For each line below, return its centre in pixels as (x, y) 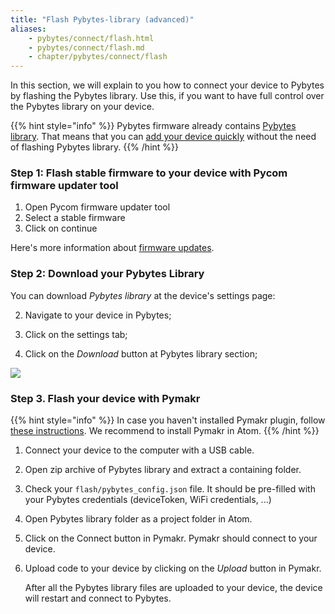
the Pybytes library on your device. (82, 107)
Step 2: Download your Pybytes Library (107, 274)
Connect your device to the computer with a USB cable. (139, 450)
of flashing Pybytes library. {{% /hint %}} (94, 147)
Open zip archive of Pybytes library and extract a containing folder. (163, 470)
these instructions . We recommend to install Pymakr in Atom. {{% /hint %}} (165, 431)
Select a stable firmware (75, 218)
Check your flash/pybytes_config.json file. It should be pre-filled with (170, 489)
